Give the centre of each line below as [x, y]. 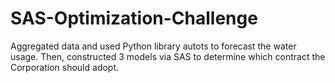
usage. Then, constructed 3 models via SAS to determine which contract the [168, 56]
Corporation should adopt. [65, 67]
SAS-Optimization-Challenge [134, 18]
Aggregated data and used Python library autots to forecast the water [153, 46]
